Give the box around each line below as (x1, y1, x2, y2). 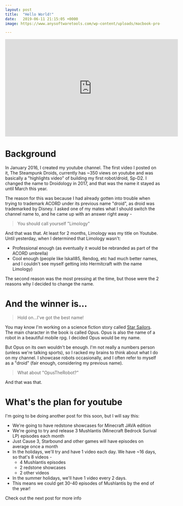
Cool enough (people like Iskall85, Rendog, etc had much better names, (12, 256, 158, 262)
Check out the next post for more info (5, 495, 81, 501)
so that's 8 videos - (12, 454, 52, 460)
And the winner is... (5, 298, 87, 310)
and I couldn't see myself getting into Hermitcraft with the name (12, 261, 142, 267)
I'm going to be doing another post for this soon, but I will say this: (5, 413, 140, 419)
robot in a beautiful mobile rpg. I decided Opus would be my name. (5, 335, 141, 341)
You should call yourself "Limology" (17, 221, 90, 227)
